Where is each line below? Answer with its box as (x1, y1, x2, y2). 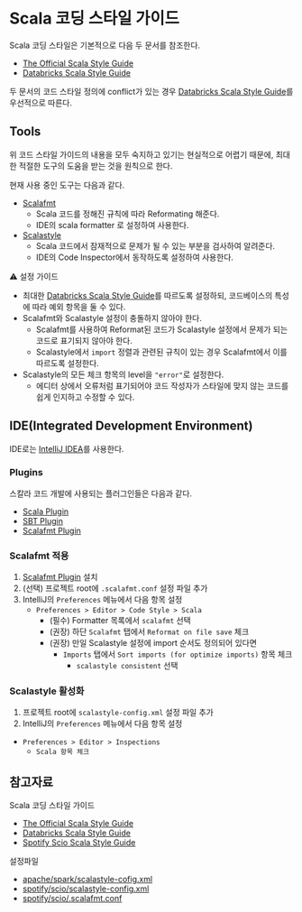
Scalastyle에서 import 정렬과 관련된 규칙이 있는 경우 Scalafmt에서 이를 (35, 346, 288, 357)
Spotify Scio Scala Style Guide (22, 837, 136, 848)
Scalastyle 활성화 (9, 685, 85, 697)
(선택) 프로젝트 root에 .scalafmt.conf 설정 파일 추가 (22, 583, 208, 594)
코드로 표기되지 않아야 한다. (35, 335, 133, 345)
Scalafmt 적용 (9, 549, 69, 562)
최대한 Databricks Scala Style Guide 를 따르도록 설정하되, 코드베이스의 (22, 290, 273, 300)
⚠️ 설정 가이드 (9, 271, 59, 281)
